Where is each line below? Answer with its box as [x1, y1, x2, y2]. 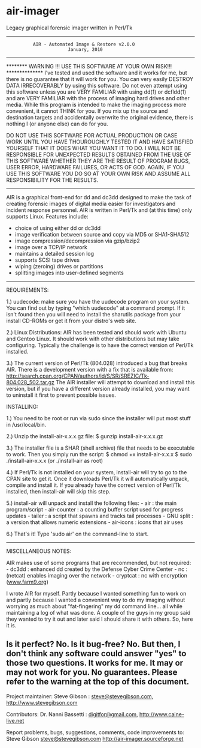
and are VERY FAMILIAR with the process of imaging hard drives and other [6, 94, 190, 101]
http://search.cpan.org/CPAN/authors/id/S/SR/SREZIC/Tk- [6, 372, 150, 379]
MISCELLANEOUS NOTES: [6, 547, 72, 555]
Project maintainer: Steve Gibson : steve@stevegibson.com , [6, 692, 154, 700]
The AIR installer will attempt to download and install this [56, 378, 195, 385]
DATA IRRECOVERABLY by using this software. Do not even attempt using [6, 82, 188, 89]
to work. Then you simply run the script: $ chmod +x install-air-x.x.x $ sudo [6, 450, 193, 457]
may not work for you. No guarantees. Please [6, 668, 178, 678]
